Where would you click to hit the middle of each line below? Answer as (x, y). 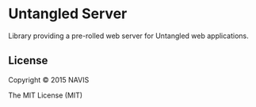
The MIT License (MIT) (46, 95)
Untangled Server (68, 14)
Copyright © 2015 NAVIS (49, 79)
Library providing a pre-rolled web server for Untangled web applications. (129, 36)
